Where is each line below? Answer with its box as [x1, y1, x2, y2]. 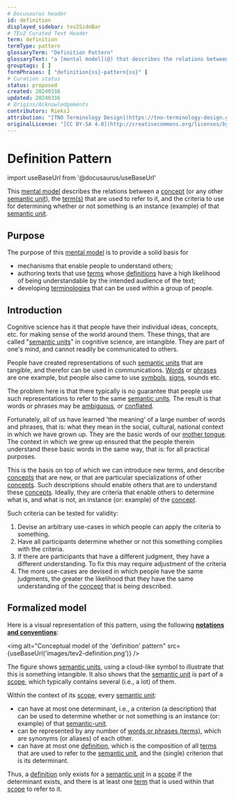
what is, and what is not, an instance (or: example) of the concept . [7, 496, 197, 504]
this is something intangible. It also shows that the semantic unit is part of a [7, 669, 224, 678]
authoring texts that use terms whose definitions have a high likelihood [17, 269, 221, 278]
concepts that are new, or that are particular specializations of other [7, 473, 202, 482]
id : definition [7, 17, 52, 24]
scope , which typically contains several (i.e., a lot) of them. [7, 677, 176, 686]
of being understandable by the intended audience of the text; [17, 276, 196, 285]
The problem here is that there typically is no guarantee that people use [7, 387, 213, 395]
